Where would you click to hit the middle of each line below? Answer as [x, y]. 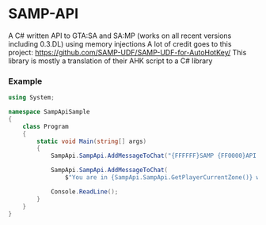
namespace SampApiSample [49, 112]
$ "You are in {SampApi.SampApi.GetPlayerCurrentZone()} [159, 178]
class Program [46, 126]
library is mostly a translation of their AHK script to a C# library [110, 61]
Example [25, 81]
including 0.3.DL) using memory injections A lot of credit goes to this [120, 43]
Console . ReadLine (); [84, 191]
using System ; [32, 98]
